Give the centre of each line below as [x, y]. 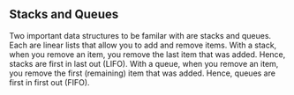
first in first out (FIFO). [49, 82]
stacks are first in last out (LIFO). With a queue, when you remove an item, [144, 63]
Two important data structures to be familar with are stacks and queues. [140, 35]
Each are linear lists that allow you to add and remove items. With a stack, [143, 45]
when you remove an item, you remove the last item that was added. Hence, [147, 54]
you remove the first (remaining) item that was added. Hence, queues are [143, 73]
